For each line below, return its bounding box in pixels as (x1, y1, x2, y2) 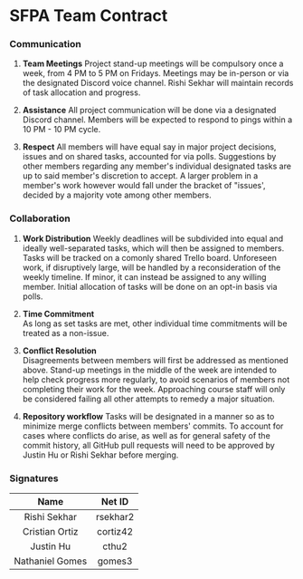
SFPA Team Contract (9, 5, 168, 26)
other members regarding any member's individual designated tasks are (22, 160, 292, 172)
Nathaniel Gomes (14, 555, 88, 567)
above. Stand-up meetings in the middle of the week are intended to (22, 364, 278, 375)
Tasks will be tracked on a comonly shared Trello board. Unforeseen (22, 252, 278, 263)
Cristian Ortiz (22, 526, 79, 538)
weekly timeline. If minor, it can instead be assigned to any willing (22, 271, 267, 282)
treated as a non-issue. (22, 327, 109, 338)
